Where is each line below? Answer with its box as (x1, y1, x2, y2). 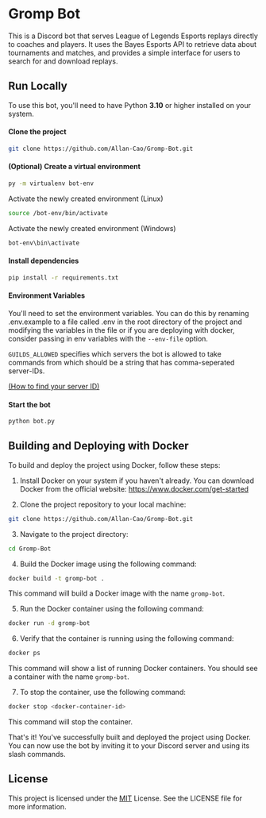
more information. (8, 801, 67, 811)
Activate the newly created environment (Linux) (8, 194, 164, 203)
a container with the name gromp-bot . (8, 672, 129, 681)
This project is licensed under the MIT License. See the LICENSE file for (8, 793, 243, 803)
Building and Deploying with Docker (8, 439, 189, 453)
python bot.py (8, 418, 56, 426)
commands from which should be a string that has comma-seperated (8, 357, 235, 367)
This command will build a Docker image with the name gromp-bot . (8, 588, 226, 598)
